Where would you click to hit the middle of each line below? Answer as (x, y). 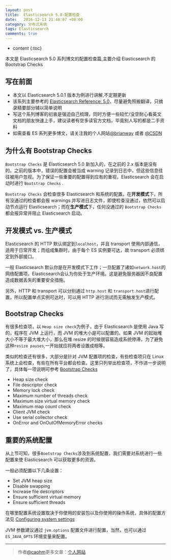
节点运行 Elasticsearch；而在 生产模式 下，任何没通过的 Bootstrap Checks (85, 206)
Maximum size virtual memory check (51, 401)
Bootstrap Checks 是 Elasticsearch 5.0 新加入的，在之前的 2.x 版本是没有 (81, 164)
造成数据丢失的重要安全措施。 (36, 280)
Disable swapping (31, 486)
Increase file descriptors (38, 492)
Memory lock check (34, 390)
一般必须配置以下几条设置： (34, 471)
